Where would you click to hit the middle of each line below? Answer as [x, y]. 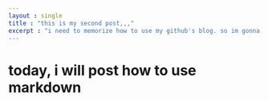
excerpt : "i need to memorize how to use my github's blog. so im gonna [134, 30]
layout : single [35, 16]
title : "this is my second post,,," [71, 23]
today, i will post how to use [102, 70]
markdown [45, 87]
